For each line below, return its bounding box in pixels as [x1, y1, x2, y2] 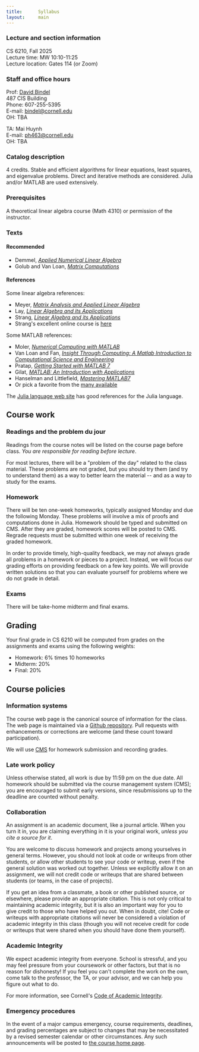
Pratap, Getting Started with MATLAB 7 [14, 362, 110, 370]
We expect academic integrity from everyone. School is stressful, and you [6, 955, 187, 962]
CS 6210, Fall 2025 [6, 47, 52, 54]
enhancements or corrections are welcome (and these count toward [6, 728, 173, 735]
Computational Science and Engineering [14, 356, 115, 363]
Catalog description [6, 153, 65, 161]
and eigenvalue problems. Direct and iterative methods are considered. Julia [6, 173, 193, 180]
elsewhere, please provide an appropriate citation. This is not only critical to [6, 895, 192, 902]
